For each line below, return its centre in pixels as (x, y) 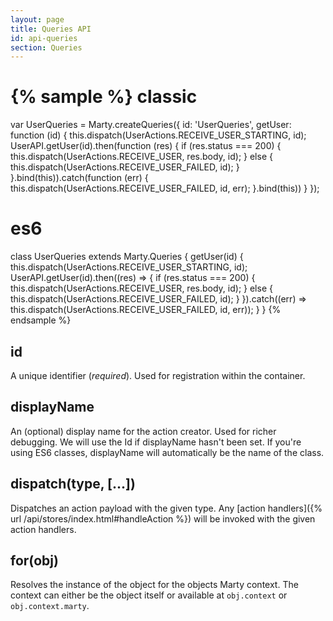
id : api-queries (44, 38)
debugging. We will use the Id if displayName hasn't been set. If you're (156, 442)
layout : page (37, 19)
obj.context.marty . (50, 606)
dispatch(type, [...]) (73, 484)
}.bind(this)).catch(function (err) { (79, 178)
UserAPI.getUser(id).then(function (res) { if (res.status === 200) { (146, 146)
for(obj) (34, 560)
